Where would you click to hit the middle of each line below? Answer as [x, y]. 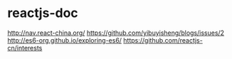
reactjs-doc [43, 13]
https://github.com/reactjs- [163, 40]
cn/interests [25, 48]
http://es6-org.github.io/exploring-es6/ [65, 40]
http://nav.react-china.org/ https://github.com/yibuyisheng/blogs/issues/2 [116, 33]
